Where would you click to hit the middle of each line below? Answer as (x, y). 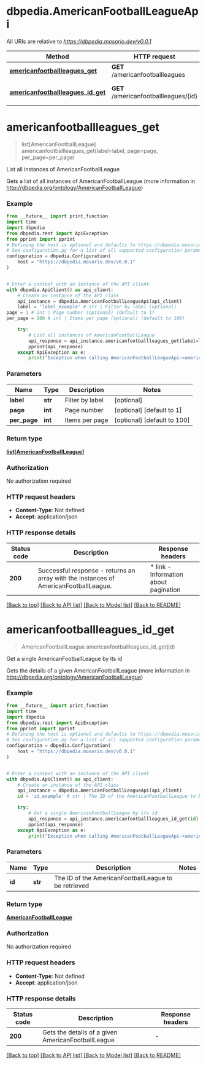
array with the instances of (76, 578)
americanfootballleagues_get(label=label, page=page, (90, 150)
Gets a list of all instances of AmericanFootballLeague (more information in (101, 181)
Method (57, 57)
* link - (161, 566)
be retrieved (72, 886)
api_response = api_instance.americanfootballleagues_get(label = (114, 341)
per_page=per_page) (48, 157)
